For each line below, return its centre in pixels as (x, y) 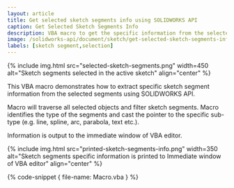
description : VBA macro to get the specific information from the (106, 33)
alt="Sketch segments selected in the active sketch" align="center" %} (109, 73)
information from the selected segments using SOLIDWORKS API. (101, 94)
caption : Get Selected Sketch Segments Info (73, 26)
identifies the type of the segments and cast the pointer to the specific (108, 114)
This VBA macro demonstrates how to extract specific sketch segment (109, 86)
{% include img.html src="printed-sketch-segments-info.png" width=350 (112, 149)
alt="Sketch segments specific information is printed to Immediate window (114, 156)
